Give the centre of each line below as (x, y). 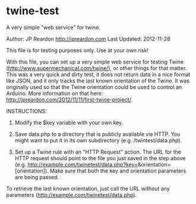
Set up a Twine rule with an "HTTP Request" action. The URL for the (98, 152)
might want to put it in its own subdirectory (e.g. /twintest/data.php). (98, 140)
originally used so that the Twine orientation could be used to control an (94, 87)
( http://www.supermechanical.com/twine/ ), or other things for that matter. (97, 68)
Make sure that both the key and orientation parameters (118, 171)
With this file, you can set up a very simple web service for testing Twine (95, 62)
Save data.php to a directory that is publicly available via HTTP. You (97, 134)
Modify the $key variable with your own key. (69, 122)
